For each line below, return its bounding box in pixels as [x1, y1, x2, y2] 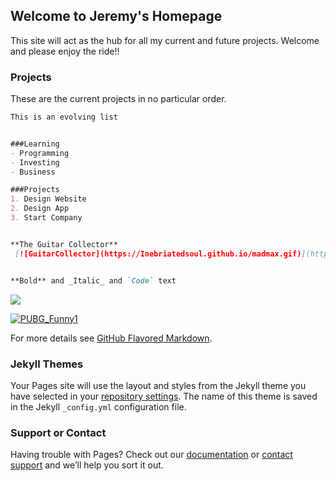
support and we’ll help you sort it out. [10, 459, 164, 471]
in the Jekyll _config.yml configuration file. [10, 400, 187, 413]
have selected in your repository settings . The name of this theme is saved [10, 390, 318, 402]
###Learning [10, 139, 60, 149]
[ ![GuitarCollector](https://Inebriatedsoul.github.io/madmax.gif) [14, 249, 302, 259]
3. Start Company [10, 213, 83, 223]
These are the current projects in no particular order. [10, 93, 227, 105]
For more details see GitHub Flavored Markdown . [10, 332, 213, 344]
